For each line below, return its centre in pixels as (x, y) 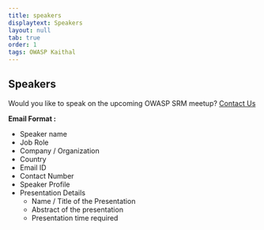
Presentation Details (52, 192)
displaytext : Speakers (45, 23)
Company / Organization (60, 150)
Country (33, 159)
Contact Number (47, 175)
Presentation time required (75, 217)
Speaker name (43, 134)
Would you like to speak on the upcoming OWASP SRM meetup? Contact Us (132, 103)
